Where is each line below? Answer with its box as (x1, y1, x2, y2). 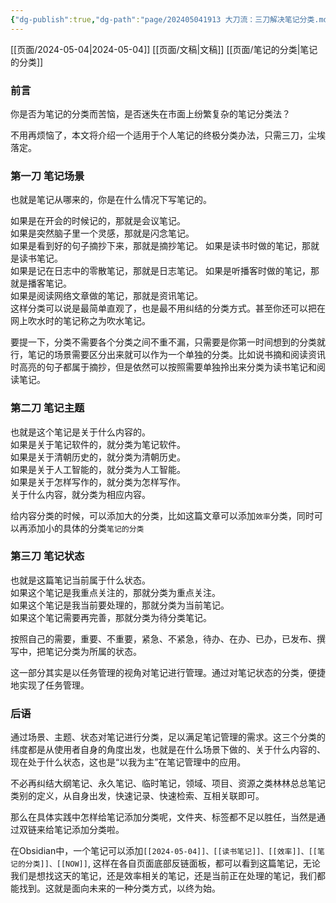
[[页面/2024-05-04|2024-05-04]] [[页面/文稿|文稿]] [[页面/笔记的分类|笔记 (10, 43, 318, 55)
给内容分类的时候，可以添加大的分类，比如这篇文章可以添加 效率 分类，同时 (10, 509, 315, 521)
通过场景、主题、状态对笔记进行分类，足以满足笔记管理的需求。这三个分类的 (10, 731, 326, 743)
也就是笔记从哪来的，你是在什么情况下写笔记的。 (10, 194, 212, 206)
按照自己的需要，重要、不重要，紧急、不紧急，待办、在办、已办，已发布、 (10, 632, 317, 645)
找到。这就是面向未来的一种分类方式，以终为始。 (18, 882, 221, 895)
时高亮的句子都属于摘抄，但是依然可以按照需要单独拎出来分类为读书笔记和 (10, 361, 317, 373)
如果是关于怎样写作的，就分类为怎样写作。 (10, 476, 186, 488)
